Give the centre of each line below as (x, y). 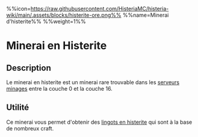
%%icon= (19, 9)
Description (29, 68)
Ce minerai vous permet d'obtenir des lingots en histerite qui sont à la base (99, 122)
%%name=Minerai (146, 15)
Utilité (18, 108)
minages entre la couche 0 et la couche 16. (59, 89)
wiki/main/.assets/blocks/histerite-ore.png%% (64, 15)
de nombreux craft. (30, 128)
